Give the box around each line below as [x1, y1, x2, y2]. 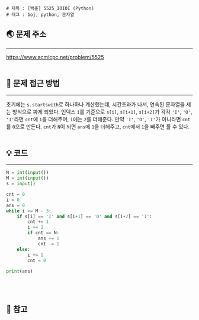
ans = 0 [6, 202, 25, 208]
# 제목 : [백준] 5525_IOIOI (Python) [6, 5, 95, 11]
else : [17, 246, 31, 253]
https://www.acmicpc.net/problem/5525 [6, 53, 104, 60]
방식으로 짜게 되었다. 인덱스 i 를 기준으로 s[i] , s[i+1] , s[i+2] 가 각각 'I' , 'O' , [12, 108, 192, 115]
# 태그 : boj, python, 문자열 [6, 12, 75, 18]
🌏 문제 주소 [6, 29, 47, 40]
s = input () [6, 181, 36, 187]
